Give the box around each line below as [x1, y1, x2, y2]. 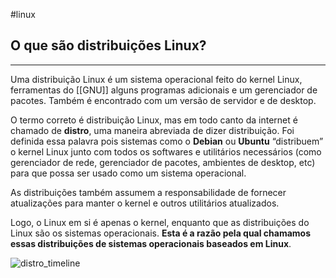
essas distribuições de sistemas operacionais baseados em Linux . [10, 237, 292, 249]
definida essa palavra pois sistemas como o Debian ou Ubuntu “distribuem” [10, 135, 324, 147]
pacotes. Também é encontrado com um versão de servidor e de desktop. [10, 94, 317, 106]
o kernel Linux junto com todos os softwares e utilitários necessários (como [10, 145, 322, 158]
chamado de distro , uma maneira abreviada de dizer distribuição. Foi [10, 124, 295, 136]
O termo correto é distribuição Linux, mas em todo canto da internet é [10, 114, 298, 126]
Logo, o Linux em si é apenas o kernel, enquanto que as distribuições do [10, 216, 310, 228]
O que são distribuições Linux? [10, 37, 207, 54]
